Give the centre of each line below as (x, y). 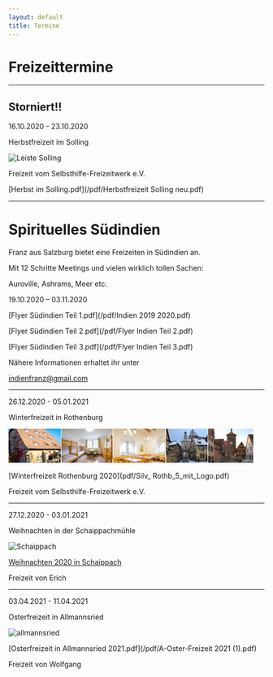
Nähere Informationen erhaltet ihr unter (74, 362)
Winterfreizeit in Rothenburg (56, 418)
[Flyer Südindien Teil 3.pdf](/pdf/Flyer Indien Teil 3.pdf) (101, 347)
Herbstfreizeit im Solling (49, 142)
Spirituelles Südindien (84, 230)
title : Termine (34, 26)
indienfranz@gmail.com (48, 379)
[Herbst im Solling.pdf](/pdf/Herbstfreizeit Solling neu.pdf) (106, 189)
